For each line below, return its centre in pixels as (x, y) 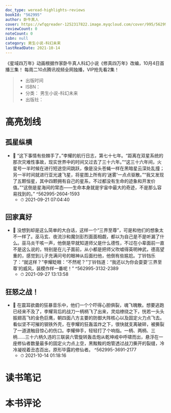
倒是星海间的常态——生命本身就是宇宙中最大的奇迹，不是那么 (93, 187)
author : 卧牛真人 (22, 19)
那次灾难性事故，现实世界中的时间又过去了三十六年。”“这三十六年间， (85, 162)
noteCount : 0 (19, 34)
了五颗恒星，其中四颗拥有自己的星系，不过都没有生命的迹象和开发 (82, 181)
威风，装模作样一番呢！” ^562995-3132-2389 (70, 269)
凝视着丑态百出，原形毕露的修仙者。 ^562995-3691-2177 (77, 350)
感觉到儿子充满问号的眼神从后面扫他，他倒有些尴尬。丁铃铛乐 (91, 256)
